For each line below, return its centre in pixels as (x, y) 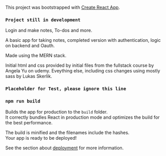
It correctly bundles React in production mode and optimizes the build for (82, 117)
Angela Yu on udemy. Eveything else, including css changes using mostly (83, 71)
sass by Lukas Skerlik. (29, 76)
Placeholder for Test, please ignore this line (66, 89)
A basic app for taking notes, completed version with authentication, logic (83, 40)
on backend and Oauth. (30, 46)
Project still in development (43, 20)
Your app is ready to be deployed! (41, 138)
